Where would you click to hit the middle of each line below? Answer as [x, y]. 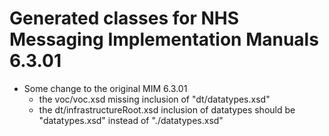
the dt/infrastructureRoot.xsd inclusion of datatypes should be [167, 109]
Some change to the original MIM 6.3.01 [105, 88]
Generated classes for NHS [124, 18]
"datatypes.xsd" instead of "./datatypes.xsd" [131, 120]
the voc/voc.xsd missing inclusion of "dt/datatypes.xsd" [154, 99]
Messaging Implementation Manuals [164, 39]
